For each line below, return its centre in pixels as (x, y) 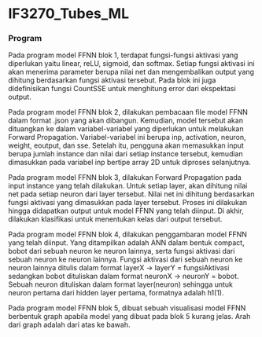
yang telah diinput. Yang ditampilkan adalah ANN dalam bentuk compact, (127, 243)
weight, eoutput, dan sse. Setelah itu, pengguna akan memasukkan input (126, 145)
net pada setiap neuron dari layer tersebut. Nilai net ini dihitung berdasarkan (131, 194)
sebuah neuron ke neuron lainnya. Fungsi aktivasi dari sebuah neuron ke (125, 259)
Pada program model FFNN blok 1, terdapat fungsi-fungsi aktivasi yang (123, 55)
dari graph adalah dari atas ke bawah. (69, 325)
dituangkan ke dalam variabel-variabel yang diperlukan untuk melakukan (126, 129)
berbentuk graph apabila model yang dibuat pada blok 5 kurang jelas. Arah (129, 317)
